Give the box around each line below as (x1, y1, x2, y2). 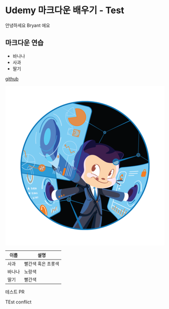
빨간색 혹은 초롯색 (24, 260, 60, 267)
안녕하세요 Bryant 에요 (5, 22, 51, 28)
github (5, 75, 19, 81)
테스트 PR (5, 289, 25, 295)
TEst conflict (5, 299, 32, 305)
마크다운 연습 (5, 38, 44, 47)
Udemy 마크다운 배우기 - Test (5, 5, 124, 16)
